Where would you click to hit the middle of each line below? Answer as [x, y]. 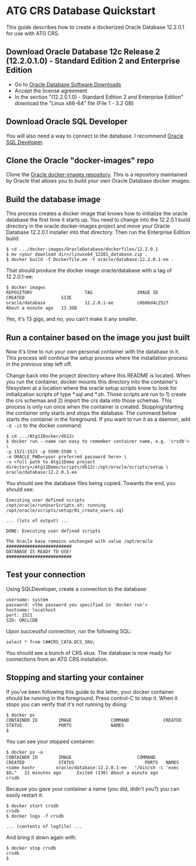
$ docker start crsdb [32, 806]
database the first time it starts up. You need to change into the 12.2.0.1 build [98, 220]
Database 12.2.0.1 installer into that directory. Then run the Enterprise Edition [98, 232]
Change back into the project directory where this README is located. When [98, 375]
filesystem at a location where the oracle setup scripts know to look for [92, 388]
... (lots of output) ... [37, 521]
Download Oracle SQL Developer [67, 122]
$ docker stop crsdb [31, 848]
